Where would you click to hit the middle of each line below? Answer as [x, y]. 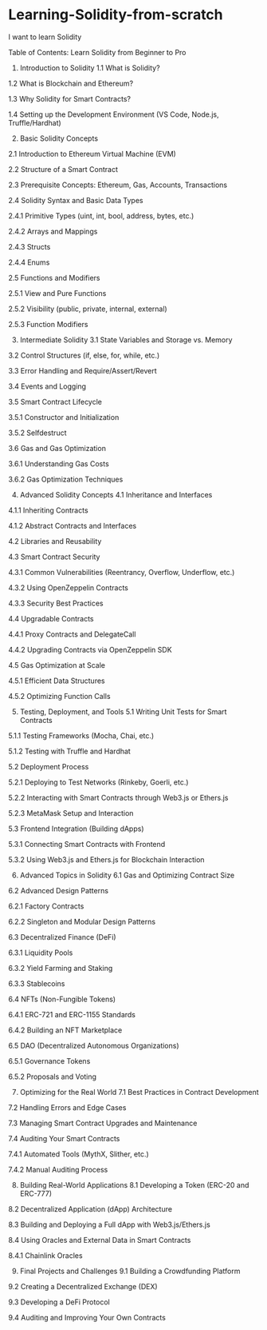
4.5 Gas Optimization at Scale [57, 665]
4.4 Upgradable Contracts [51, 618]
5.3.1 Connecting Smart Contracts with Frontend [87, 844]
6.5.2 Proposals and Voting [53, 1076]
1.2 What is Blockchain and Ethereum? [71, 83]
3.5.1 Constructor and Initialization [64, 417]
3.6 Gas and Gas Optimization [57, 448]
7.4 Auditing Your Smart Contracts [64, 1138]
